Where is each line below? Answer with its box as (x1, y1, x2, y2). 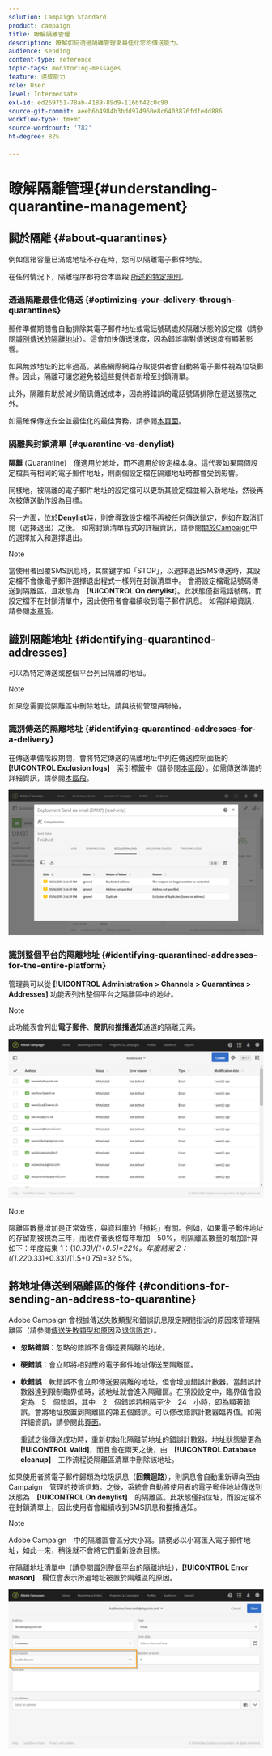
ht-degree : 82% (8, 133, 60, 141)
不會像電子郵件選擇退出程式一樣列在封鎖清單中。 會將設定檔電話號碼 (22, 576, 252, 586)
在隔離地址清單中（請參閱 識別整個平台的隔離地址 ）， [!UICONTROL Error (8, 1563, 249, 1572)
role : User (8, 81, 45, 89)
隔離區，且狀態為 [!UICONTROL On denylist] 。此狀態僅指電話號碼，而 (22, 586, 263, 596)
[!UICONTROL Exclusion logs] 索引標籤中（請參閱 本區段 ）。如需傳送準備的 (8, 763, 263, 773)
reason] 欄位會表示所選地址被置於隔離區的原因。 (8, 1572, 177, 1582)
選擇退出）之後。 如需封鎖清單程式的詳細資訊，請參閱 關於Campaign (22, 523, 251, 533)
